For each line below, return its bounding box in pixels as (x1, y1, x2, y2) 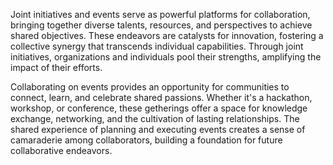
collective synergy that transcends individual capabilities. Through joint (10, 40, 304, 52)
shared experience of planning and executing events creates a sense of (10, 124, 306, 135)
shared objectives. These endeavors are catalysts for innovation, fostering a (10, 30, 324, 41)
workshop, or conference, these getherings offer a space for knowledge (10, 102, 308, 114)
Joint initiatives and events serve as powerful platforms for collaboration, (10, 9, 311, 20)
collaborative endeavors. (10, 145, 113, 156)
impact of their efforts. (10, 62, 103, 73)
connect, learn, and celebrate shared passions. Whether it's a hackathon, (10, 92, 313, 103)
